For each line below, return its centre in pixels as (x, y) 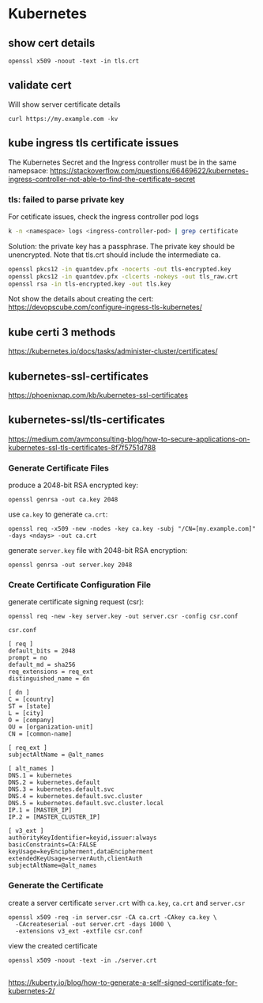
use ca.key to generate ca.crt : (58, 514)
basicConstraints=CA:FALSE (53, 845)
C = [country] (32, 700)
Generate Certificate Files (58, 467)
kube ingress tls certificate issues (94, 143)
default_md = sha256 (42, 665)
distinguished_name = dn (49, 679)
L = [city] (26, 713)
